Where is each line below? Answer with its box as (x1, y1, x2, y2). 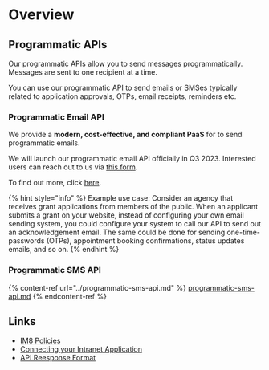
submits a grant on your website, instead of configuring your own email (8, 210, 245, 220)
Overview (8, 6, 75, 24)
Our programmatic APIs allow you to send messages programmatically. (8, 59, 243, 68)
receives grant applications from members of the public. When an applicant (8, 202, 259, 212)
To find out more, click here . (8, 178, 102, 188)
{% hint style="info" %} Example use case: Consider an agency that (8, 193, 234, 203)
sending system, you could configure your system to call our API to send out (8, 219, 262, 229)
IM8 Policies (19, 335, 61, 346)
